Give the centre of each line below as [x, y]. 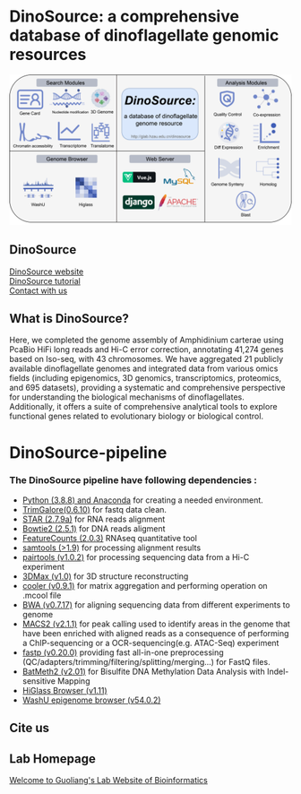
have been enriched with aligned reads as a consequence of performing [155, 633]
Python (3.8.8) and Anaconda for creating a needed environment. [143, 500]
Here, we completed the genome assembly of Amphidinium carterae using [146, 340]
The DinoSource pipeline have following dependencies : [133, 480]
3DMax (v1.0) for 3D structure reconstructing [105, 576]
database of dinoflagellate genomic [144, 35]
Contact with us [39, 290]
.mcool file [42, 595]
